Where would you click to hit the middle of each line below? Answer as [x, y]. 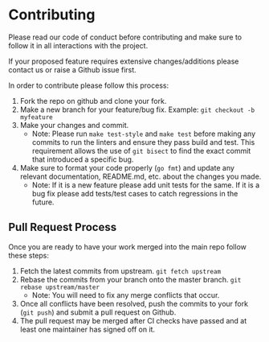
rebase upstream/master [60, 287]
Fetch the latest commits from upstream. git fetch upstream [120, 270]
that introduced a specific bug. [83, 159]
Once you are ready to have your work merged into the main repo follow [128, 246]
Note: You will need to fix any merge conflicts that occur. [126, 295]
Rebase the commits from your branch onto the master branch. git [130, 279]
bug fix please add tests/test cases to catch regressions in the [135, 193]
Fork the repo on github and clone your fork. [93, 101]
